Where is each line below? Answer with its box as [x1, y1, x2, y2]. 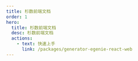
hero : [6, 19, 19, 25]
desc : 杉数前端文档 [11, 30, 54, 36]
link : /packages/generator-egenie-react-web [21, 46, 133, 52]
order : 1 [6, 14, 28, 20]
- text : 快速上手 [16, 41, 56, 47]
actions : [11, 35, 33, 41]
